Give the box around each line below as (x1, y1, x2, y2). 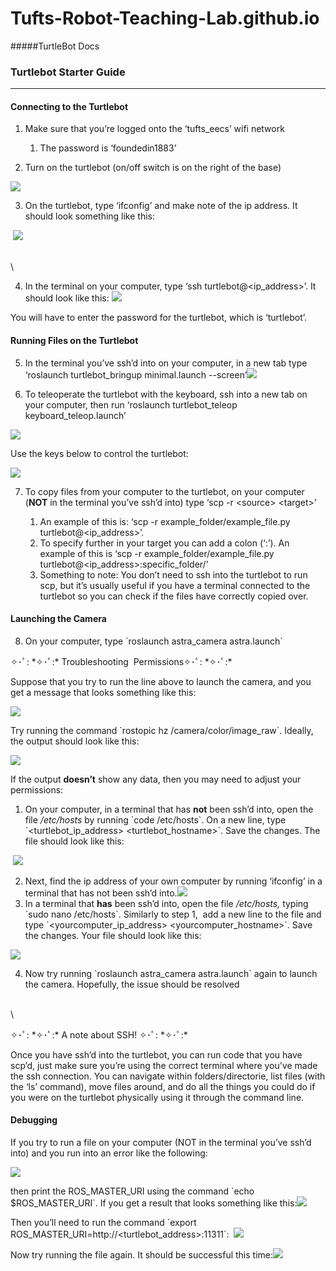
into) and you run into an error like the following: (10, 1147, 208, 1159)
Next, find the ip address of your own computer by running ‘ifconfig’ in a (24, 875, 323, 887)
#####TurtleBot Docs (10, 40, 100, 52)
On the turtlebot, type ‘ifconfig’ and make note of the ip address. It (24, 200, 298, 212)
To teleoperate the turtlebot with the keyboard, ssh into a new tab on (24, 388, 308, 400)
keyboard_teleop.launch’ (24, 409, 127, 421)
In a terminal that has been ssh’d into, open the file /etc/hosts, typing (24, 897, 309, 909)
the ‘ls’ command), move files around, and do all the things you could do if (10, 1080, 316, 1092)
